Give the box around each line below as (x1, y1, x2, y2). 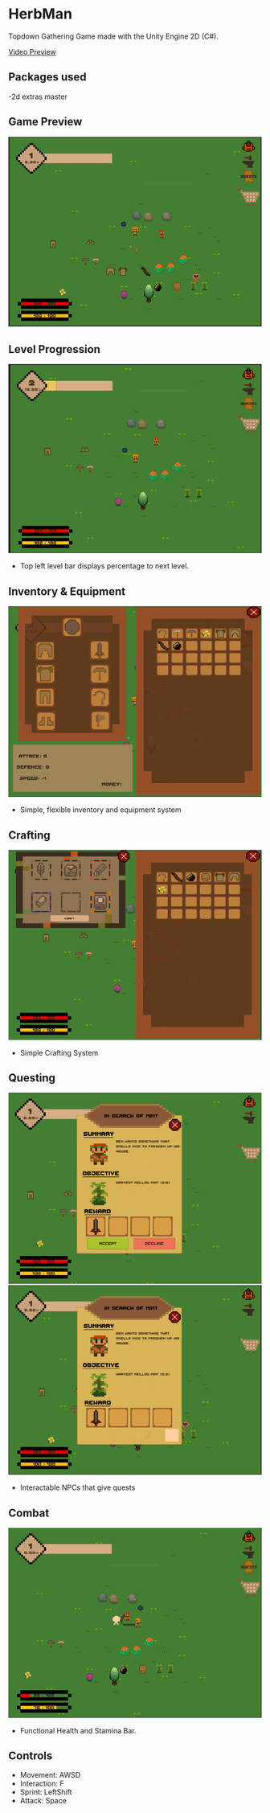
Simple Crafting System (19, 1048, 99, 1057)
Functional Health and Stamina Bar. (19, 1725, 137, 1735)
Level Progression (8, 343, 100, 356)
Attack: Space (19, 1796, 67, 1806)
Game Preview (8, 115, 83, 129)
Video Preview (8, 47, 56, 56)
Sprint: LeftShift (19, 1787, 72, 1797)
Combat (8, 1506, 50, 1520)
